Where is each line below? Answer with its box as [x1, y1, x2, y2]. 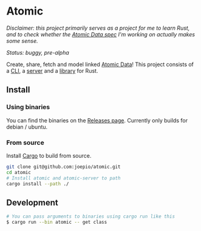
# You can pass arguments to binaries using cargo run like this [6, 213, 175, 219]
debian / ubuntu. [6, 123, 48, 130]
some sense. [6, 37, 38, 44]
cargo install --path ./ [6, 181, 69, 187]
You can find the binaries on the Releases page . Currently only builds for [6, 116, 188, 124]
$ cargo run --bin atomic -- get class [6, 219, 107, 226]
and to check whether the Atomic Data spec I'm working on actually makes [6, 30, 196, 38]
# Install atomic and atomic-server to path [6, 175, 121, 181]
